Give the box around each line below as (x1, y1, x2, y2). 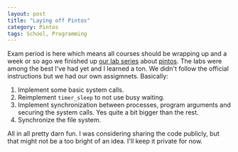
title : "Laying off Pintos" (7, 17, 91, 24)
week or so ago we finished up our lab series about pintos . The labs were (7, 57, 222, 66)
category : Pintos (7, 23, 59, 30)
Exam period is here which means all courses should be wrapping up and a (7, 49, 227, 58)
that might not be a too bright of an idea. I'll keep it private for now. (7, 137, 203, 146)
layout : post (7, 10, 46, 18)
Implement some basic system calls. (17, 86, 124, 94)
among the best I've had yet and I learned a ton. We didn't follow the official (7, 64, 229, 73)
